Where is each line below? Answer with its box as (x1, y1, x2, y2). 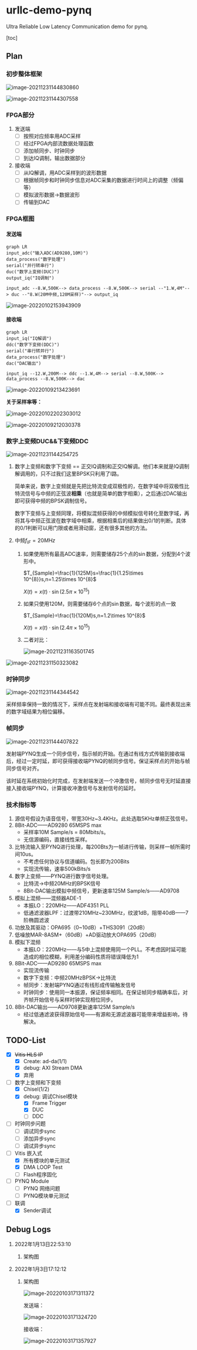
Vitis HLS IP (14, 1051, 43, 1058)
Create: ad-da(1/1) (23, 1057, 67, 1064)
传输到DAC (23, 199, 50, 206)
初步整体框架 (6, 70, 43, 78)
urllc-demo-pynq (6, 4, 92, 17)
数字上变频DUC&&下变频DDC (6, 437, 89, 445)
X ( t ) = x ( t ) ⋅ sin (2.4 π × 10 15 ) (23, 623, 90, 631)
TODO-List (6, 1036, 46, 1046)
